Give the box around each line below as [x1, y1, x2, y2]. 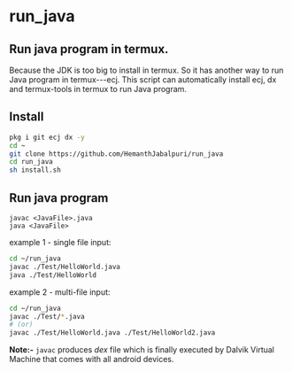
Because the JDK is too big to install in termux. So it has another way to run [9, 65, 284, 75]
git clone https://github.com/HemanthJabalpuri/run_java [9, 149, 224, 158]
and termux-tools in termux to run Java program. [9, 84, 188, 94]
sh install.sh [9, 166, 62, 174]
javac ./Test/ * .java [9, 312, 86, 321]
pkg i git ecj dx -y [9, 133, 86, 142]
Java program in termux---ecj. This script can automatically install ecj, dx [9, 74, 277, 85]
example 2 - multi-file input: [9, 286, 111, 298]
